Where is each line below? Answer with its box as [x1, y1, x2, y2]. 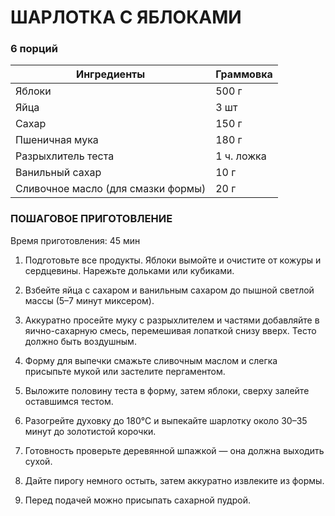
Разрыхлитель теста [15, 149, 115, 163]
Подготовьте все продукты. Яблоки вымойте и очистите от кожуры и [24, 254, 322, 266]
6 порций [10, 42, 58, 56]
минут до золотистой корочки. [24, 425, 157, 437]
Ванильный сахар [15, 166, 102, 180]
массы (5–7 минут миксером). [24, 294, 155, 306]
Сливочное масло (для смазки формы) [15, 182, 207, 196]
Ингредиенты [75, 67, 146, 81]
